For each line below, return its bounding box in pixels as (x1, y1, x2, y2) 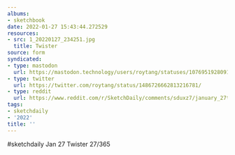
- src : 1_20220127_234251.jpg (7, 36, 96, 43)
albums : (7, 10, 30, 17)
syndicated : (7, 56, 42, 63)
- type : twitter (7, 75, 55, 82)
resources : (7, 29, 39, 37)
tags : (7, 101, 23, 108)
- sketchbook (7, 17, 45, 24)
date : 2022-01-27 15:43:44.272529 (7, 23, 108, 30)
